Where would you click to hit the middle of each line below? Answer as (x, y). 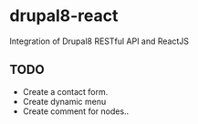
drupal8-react (64, 16)
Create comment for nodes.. (76, 111)
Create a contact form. (65, 91)
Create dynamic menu (64, 101)
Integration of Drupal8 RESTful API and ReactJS (99, 41)
